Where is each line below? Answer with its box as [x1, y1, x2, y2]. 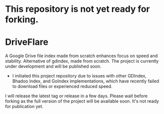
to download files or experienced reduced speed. [12, 83, 113, 89]
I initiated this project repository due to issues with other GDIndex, [12, 73, 147, 79]
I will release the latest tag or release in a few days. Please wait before [5, 93, 148, 99]
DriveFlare [5, 37, 48, 48]
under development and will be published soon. [5, 63, 102, 70]
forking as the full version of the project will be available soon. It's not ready [5, 98, 159, 104]
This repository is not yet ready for [5, 3, 150, 15]
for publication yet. [5, 104, 43, 110]
